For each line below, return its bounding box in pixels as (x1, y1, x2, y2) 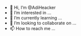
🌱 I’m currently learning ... (9, 15, 62, 20)
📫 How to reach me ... (9, 26, 55, 31)
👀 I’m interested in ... (9, 10, 52, 16)
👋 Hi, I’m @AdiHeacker (9, 5, 56, 10)
